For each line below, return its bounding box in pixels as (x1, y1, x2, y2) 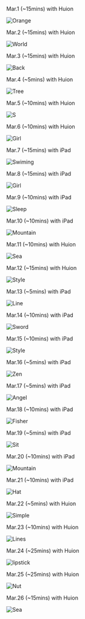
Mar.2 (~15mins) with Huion (6, 29, 75, 36)
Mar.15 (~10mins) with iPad (6, 335, 73, 342)
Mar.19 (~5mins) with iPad (6, 429, 71, 437)
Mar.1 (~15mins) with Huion (6, 5, 74, 12)
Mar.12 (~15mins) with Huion (6, 265, 77, 271)
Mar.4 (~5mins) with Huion (6, 76, 73, 83)
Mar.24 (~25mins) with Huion (6, 547, 80, 554)
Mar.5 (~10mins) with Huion (6, 100, 75, 106)
